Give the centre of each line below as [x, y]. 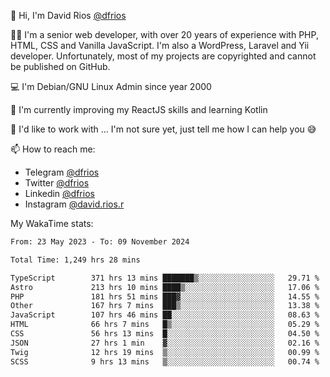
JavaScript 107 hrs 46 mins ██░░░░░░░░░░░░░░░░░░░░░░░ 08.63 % [165, 315]
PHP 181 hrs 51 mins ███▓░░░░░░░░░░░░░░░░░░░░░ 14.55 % [165, 296]
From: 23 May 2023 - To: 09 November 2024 [100, 242]
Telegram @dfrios [62, 172]
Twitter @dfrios [57, 183]
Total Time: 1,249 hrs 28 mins [75, 260]
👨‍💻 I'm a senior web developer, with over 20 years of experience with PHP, [164, 34]
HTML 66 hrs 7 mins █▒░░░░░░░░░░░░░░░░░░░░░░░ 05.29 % [165, 325]
